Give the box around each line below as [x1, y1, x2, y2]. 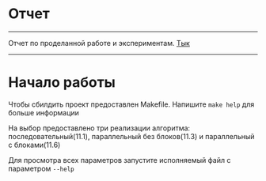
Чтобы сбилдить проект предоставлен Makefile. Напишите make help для [8, 100, 255, 109]
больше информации [8, 107, 79, 117]
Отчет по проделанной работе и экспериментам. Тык [8, 38, 190, 47]
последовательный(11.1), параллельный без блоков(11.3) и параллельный [8, 131, 255, 141]
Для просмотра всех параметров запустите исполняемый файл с [8, 155, 231, 164]
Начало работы [8, 74, 116, 92]
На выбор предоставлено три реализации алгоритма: [8, 123, 191, 133]
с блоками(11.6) [8, 140, 61, 149]
